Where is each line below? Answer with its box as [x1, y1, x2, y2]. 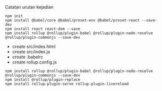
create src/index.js [12, 49, 50, 54]
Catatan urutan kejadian [5, 4, 54, 10]
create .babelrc [12, 54, 43, 60]
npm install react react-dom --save [5, 26, 80, 31]
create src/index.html [12, 44, 56, 49]
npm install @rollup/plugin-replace [5, 77, 80, 82]
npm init [5, 14, 23, 19]
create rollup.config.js [12, 59, 57, 65]
